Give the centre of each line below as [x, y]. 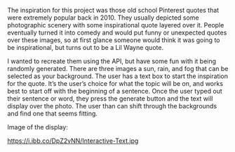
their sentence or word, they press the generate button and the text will [110, 99]
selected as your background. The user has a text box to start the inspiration [118, 76]
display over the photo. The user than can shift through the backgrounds [112, 106]
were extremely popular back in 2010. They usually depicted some [103, 18]
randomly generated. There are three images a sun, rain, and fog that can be [118, 69]
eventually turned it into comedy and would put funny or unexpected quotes [117, 32]
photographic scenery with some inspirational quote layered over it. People [116, 25]
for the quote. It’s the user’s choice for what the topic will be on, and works [115, 83]
